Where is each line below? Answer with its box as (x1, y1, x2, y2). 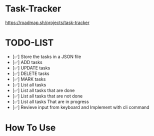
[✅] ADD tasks (12, 59, 42, 65)
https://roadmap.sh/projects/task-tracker (5, 19, 90, 25)
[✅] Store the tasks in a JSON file (12, 53, 81, 59)
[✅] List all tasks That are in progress (12, 98, 89, 104)
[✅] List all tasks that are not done (12, 93, 83, 99)
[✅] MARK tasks (12, 76, 46, 82)
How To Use (5, 122, 56, 133)
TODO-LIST (5, 37, 54, 48)
